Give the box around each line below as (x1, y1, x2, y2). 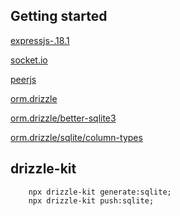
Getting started (10, 8, 108, 25)
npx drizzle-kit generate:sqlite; (28, 187, 172, 197)
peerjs (10, 73, 37, 85)
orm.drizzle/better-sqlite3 (10, 112, 117, 124)
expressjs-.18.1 (10, 34, 70, 46)
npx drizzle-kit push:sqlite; (28, 195, 155, 206)
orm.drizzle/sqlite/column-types (10, 131, 143, 143)
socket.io (10, 54, 48, 66)
